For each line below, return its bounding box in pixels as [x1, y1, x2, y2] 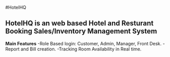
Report [5, 46, 20, 52]
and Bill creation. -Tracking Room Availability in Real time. [20, 46, 142, 52]
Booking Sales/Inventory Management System [5, 27, 157, 36]
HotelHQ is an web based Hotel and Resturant [5, 19, 154, 27]
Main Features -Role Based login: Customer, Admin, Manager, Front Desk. [5, 40, 162, 46]
